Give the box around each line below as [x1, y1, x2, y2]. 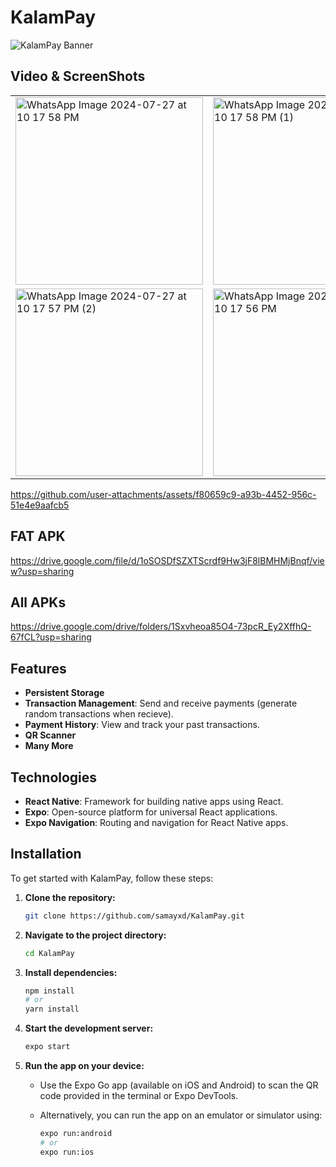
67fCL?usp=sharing [10, 631, 92, 643]
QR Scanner [24, 729, 77, 741]
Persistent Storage [24, 687, 105, 699]
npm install [24, 986, 75, 996]
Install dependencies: [24, 966, 118, 978]
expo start [24, 1042, 71, 1052]
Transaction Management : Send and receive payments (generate [24, 697, 298, 710]
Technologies [10, 769, 98, 786]
